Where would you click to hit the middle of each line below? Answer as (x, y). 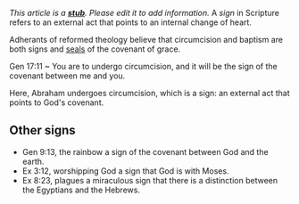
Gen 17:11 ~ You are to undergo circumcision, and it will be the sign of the (144, 66)
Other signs (42, 131)
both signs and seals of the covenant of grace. (95, 49)
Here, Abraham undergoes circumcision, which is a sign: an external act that (149, 93)
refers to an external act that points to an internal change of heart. (131, 22)
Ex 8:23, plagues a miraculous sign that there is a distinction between (150, 180)
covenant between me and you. (67, 76)
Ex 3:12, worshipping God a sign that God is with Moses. (125, 171)
